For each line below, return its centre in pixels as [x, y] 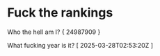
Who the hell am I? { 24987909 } [54, 32]
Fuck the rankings [60, 13]
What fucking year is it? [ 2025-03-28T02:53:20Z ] [80, 45]
